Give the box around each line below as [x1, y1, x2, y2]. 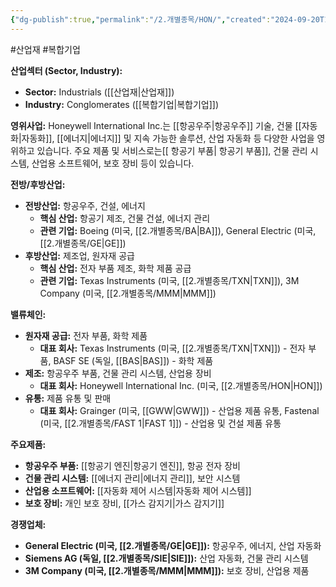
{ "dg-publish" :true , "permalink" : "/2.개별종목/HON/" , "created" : [10, 14, 272, 25]
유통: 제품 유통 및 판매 [24, 392, 112, 404]
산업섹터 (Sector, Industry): [10, 64, 123, 76]
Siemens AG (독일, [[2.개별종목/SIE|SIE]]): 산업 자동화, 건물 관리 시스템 [24, 552, 309, 564]
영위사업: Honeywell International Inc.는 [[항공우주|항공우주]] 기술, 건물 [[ [10, 119, 302, 131]
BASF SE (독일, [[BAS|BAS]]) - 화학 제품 [53, 354, 214, 366]
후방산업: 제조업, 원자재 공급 [24, 249, 135, 261]
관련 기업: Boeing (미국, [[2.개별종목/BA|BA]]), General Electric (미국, [39, 224, 317, 236]
